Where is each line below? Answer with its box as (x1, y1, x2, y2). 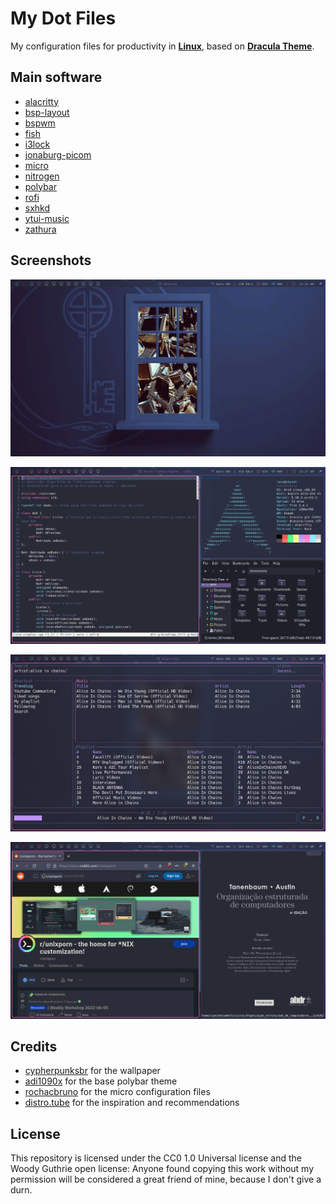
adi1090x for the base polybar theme (24, 1075, 178, 1087)
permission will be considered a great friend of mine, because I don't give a (10, 1173, 322, 1186)
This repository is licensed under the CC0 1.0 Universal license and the (10, 1152, 302, 1164)
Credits (10, 1038, 58, 1055)
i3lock (24, 138, 51, 150)
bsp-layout (24, 106, 70, 118)
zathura (24, 223, 57, 235)
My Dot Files (10, 7, 117, 30)
